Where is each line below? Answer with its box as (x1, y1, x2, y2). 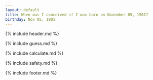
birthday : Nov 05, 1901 (5, 17, 56, 22)
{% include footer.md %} (5, 70, 57, 76)
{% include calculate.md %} (5, 50, 64, 56)
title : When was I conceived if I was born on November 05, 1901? (5, 12, 148, 17)
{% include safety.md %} (5, 60, 58, 66)
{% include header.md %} (5, 31, 59, 37)
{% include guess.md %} (5, 41, 57, 47)
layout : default (5, 7, 40, 13)
